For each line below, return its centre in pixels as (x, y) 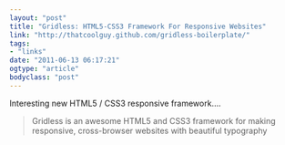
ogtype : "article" (44, 69)
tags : (20, 43)
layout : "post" (38, 18)
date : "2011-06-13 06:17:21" (65, 60)
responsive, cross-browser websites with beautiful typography (149, 130)
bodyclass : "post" (44, 78)
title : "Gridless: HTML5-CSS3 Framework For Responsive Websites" (138, 26)
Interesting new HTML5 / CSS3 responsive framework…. (115, 103)
